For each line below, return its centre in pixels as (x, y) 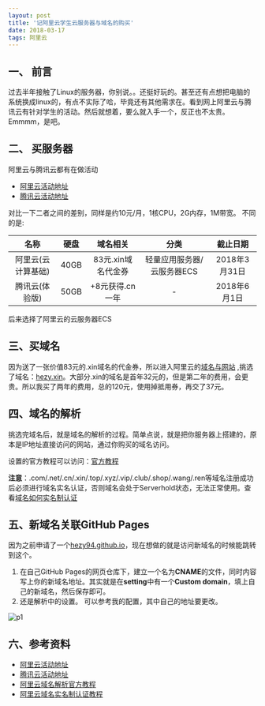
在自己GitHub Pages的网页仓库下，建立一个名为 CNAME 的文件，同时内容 (138, 572)
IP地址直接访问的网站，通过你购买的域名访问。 (97, 444)
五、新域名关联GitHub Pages (79, 525)
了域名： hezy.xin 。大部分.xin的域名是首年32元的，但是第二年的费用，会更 (129, 377)
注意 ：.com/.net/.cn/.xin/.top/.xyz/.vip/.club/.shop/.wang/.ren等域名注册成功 (131, 478)
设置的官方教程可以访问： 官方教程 (63, 461)
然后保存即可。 (86, 591)
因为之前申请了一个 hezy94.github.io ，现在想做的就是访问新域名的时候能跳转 (132, 545)
